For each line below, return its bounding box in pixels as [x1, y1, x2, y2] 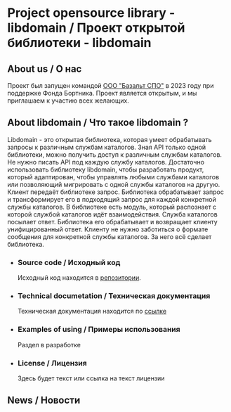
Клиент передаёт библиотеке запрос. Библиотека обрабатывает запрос [7, 188, 225, 196]
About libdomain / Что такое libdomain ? [7, 117, 189, 129]
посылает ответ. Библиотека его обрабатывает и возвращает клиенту [7, 217, 218, 226]
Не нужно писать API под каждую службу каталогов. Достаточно [7, 157, 205, 166]
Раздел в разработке [17, 340, 81, 349]
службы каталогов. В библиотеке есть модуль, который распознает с [7, 202, 217, 211]
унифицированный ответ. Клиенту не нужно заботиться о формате [7, 225, 209, 233]
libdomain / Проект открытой [7, 20, 185, 36]
